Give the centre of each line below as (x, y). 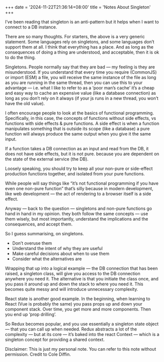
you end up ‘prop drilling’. (31, 314)
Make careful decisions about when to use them (61, 253)
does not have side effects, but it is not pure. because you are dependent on (82, 154)
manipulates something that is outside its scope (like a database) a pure (78, 129)
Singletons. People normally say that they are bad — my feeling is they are (80, 67)
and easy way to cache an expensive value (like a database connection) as (81, 93)
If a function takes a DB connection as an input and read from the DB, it (77, 149)
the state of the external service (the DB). (47, 159)
